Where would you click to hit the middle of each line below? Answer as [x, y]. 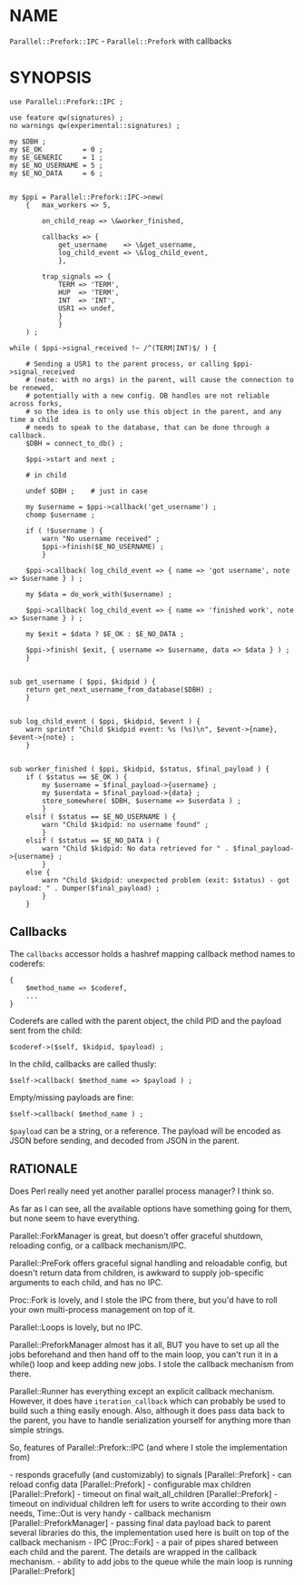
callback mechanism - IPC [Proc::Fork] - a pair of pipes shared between [144, 1542]
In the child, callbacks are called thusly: [83, 1064]
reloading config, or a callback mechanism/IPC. [98, 1245]
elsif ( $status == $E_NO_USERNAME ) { [101, 817]
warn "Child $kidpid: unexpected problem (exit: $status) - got [166, 880]
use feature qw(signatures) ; [67, 118]
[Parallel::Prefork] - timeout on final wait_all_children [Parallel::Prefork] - [144, 1493]
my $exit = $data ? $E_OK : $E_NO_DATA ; [105, 634]
